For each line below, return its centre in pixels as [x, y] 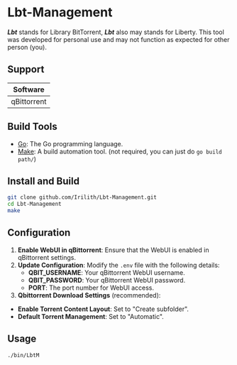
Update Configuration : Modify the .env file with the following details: [118, 265]
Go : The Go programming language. [70, 143]
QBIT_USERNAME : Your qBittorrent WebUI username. [107, 272]
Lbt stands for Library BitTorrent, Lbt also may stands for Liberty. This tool [116, 32]
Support [26, 69]
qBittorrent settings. [47, 257]
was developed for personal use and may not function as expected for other [118, 39]
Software [29, 89]
